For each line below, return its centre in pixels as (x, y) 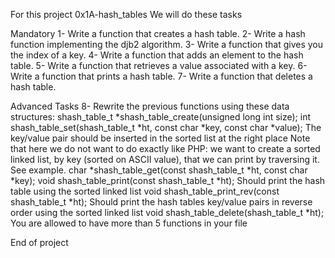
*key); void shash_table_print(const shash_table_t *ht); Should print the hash (168, 180)
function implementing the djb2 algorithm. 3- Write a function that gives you (166, 44)
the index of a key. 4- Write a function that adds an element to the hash (157, 55)
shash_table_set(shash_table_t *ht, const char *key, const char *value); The (166, 127)
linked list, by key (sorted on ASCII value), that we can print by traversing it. (165, 159)
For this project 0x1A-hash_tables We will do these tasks (126, 14)
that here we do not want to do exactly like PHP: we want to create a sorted (165, 148)
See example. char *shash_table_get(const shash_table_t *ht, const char (159, 170)
